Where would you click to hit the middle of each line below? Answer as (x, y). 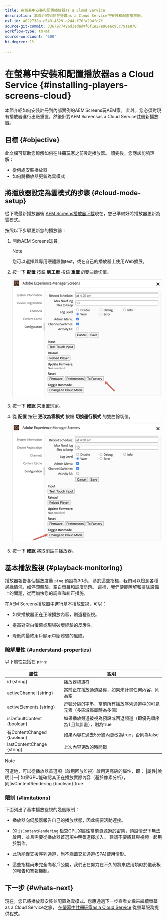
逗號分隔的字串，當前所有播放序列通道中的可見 (112, 704)
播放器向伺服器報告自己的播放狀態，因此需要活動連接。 (69, 820)
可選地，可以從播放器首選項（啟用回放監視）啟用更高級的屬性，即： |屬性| (81, 771)
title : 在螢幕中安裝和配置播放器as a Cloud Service (55, 10)
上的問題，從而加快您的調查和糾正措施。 (46, 593)
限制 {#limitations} (28, 798)
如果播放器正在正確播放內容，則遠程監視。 (56, 614)
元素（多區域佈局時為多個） (92, 710)
